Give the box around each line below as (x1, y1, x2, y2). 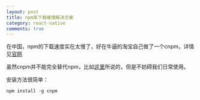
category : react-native (6, 20, 66, 26)
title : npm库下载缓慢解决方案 (6, 14, 74, 20)
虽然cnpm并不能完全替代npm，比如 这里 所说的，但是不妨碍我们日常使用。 (6, 63, 189, 70)
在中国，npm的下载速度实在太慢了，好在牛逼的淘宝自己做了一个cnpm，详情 (6, 43, 195, 50)
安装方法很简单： (6, 76, 49, 83)
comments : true (6, 25, 44, 32)
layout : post (6, 8, 39, 15)
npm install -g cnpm (6, 88, 58, 94)
